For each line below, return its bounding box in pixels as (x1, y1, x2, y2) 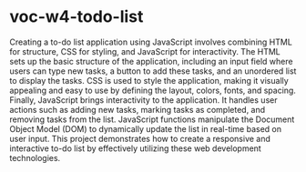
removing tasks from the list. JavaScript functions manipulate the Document (9, 114, 295, 125)
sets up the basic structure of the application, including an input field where (9, 56, 293, 66)
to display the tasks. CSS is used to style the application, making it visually (9, 75, 289, 86)
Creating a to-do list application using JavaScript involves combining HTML (9, 36, 293, 47)
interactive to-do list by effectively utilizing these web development (9, 143, 261, 154)
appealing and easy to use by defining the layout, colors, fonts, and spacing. (9, 85, 296, 96)
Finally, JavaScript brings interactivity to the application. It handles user (9, 94, 278, 106)
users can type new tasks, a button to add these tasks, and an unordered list (9, 66, 297, 76)
